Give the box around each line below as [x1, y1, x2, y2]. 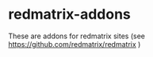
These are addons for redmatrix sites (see [8, 31, 145, 41]
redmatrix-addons [8, 5, 131, 23]
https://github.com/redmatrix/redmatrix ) [8, 39, 141, 48]
